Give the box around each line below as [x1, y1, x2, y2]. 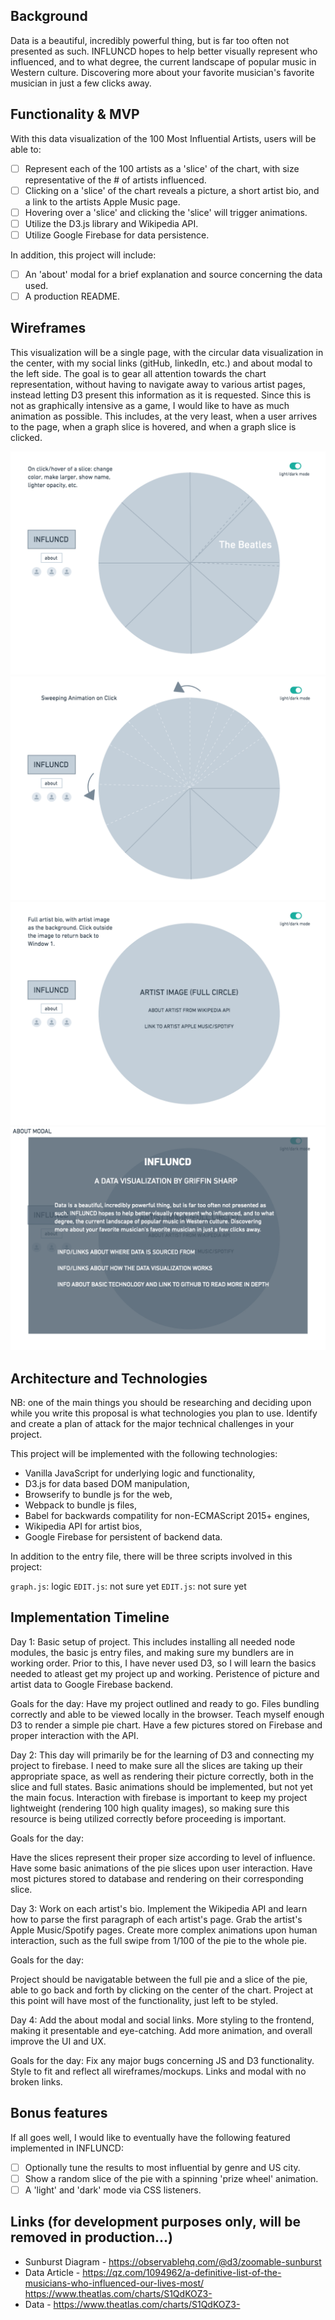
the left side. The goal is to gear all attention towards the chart [10, 367, 267, 379]
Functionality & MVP [10, 106, 140, 123]
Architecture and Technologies [10, 1370, 208, 1387]
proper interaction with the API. [10, 1729, 139, 1741]
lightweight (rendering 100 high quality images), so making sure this [10, 1802, 290, 1814]
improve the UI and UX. [10, 2035, 107, 2047]
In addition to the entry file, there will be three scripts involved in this [10, 1550, 293, 1562]
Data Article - [24, 2266, 81, 2278]
